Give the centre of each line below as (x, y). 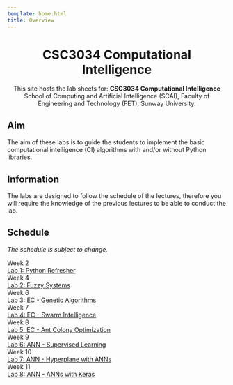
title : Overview (31, 20)
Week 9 (18, 337)
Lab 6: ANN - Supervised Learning (57, 344)
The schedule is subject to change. (57, 249)
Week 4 (18, 278)
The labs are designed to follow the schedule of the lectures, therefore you (114, 196)
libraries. (20, 157)
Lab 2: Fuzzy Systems (39, 285)
